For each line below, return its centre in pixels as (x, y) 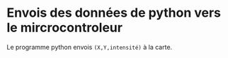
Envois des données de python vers (114, 13)
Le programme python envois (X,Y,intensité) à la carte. (90, 47)
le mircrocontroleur (65, 28)
